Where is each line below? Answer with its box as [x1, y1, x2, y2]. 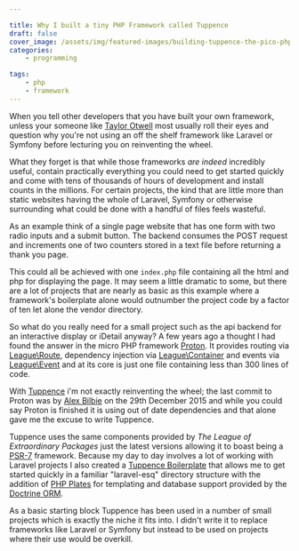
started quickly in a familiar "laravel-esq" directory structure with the [9, 468, 261, 480]
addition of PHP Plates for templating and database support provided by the [9, 478, 287, 489]
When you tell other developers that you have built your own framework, [9, 110, 274, 121]
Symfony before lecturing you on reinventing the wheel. [9, 139, 214, 149]
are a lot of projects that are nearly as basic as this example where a [9, 285, 260, 296]
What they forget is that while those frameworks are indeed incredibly [9, 156, 265, 167]
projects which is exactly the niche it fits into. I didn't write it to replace [9, 515, 269, 525]
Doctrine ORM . [9, 488, 64, 499]
